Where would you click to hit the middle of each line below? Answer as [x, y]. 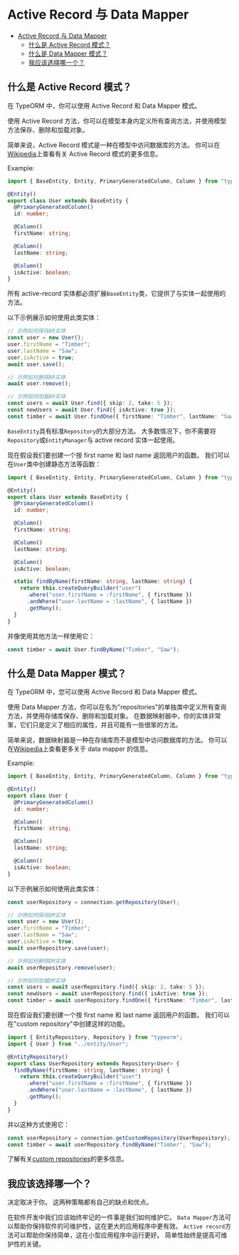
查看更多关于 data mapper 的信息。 [100, 749]
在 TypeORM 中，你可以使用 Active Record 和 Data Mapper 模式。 [104, 106]
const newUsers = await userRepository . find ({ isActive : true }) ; [108, 994]
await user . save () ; [36, 364]
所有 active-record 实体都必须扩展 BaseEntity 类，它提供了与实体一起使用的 [117, 294]
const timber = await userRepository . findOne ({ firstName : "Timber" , [113, 1000]
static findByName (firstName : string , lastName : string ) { [103, 582]
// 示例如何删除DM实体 [37, 961]
